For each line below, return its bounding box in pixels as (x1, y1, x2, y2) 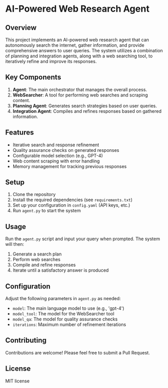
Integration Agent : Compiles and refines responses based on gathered (12, 108, 162, 114)
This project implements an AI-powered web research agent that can (5, 37, 149, 43)
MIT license (5, 378, 30, 384)
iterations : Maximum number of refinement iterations (12, 321, 126, 328)
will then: (5, 241, 24, 247)
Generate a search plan (12, 251, 62, 257)
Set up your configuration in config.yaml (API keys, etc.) (12, 202, 130, 208)
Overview (5, 23, 37, 32)
